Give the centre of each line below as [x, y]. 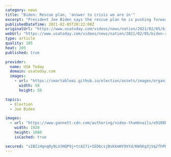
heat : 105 [16, 48]
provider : [16, 62]
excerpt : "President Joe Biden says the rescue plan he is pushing [78, 19]
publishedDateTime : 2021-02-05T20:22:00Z [50, 24]
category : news [21, 10]
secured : [15, 146]
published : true [22, 53]
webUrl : [13, 34]
